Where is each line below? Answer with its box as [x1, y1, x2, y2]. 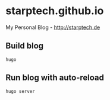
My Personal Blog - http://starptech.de [5, 24, 100, 31]
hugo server [5, 88, 35, 94]
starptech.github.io [5, 4, 104, 18]
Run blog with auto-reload [5, 73, 105, 83]
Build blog [5, 41, 44, 51]
